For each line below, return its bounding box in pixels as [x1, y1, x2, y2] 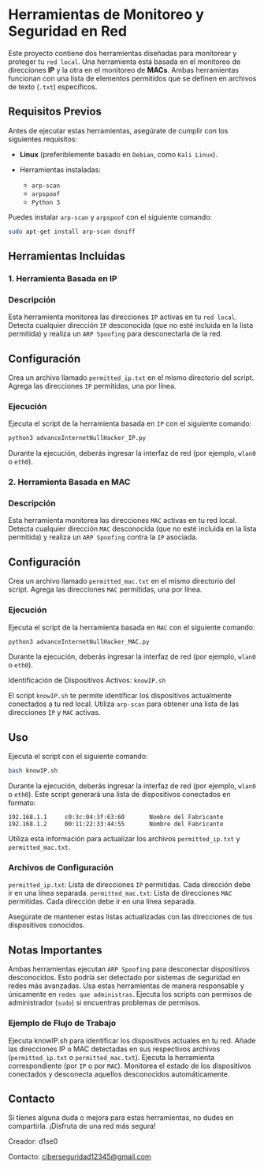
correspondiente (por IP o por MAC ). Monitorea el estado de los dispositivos [8, 1061, 251, 1070]
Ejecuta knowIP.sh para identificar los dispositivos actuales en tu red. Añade [8, 1036, 256, 1045]
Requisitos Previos [8, 105, 102, 118]
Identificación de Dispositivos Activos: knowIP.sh [8, 675, 166, 685]
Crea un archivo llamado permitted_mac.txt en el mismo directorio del [8, 577, 236, 586]
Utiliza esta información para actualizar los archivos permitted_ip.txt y [8, 834, 240, 844]
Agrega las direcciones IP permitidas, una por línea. [8, 382, 177, 391]
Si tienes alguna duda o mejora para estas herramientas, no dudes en [8, 1113, 234, 1122]
